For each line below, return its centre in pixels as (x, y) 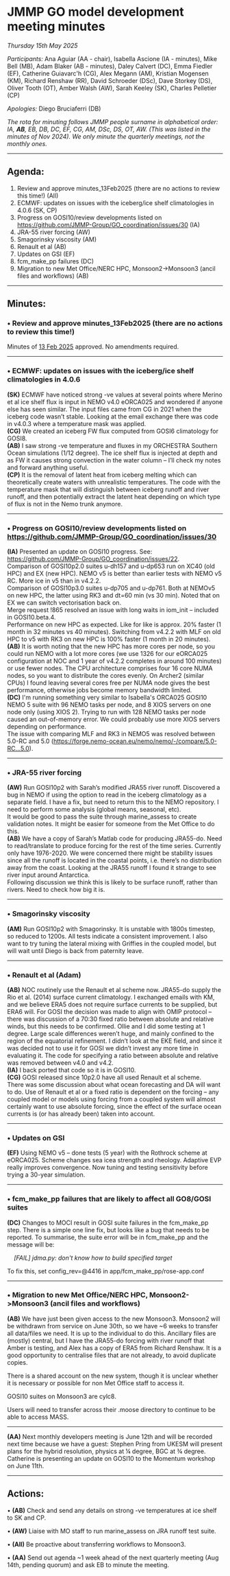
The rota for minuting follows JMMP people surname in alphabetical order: (113, 121)
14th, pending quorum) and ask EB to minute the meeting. (88, 1564)
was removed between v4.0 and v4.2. (61, 1062)
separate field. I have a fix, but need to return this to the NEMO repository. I (113, 802)
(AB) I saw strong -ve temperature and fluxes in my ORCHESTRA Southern (112, 445)
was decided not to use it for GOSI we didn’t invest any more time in (103, 1048)
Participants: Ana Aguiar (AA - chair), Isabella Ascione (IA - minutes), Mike (112, 58)
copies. (17, 1362)
